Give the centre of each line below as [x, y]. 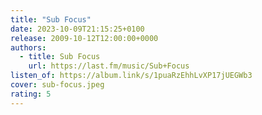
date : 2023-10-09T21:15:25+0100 [77, 29]
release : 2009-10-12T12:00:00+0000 [84, 38]
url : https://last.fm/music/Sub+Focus [109, 66]
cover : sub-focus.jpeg [57, 85]
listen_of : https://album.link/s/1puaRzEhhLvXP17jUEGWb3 [131, 76]
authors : [28, 47]
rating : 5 [31, 94]
